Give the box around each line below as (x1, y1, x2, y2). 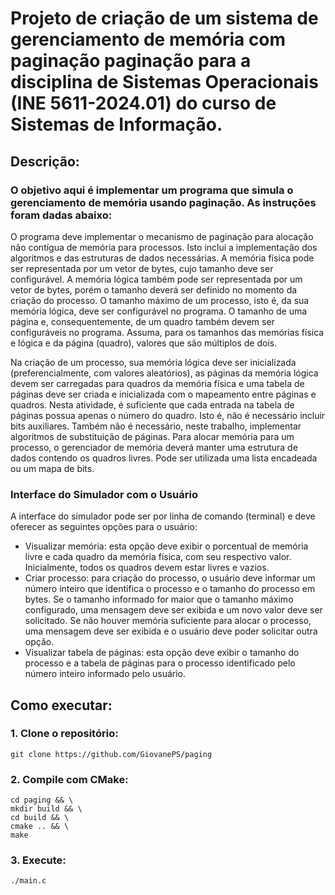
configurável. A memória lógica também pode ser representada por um (10, 273, 303, 285)
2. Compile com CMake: (10, 772, 129, 786)
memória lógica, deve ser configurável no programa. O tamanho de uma (10, 305, 308, 317)
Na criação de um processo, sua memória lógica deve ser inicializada (10, 356, 297, 368)
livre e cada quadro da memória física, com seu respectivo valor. (24, 551, 292, 563)
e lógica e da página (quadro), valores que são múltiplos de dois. (10, 337, 278, 349)
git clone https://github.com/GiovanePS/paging (10, 749, 213, 759)
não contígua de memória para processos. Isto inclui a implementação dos (10, 241, 318, 253)
